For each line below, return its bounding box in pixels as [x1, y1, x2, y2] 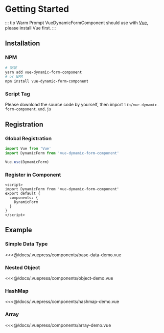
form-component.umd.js [5, 107, 51, 112]
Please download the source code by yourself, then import [5, 102, 123, 108]
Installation [5, 39, 40, 48]
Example [5, 226, 32, 234]
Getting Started [5, 3, 70, 15]
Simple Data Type [5, 241, 48, 247]
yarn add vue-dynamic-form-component [5, 70, 82, 75]
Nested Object [5, 264, 40, 271]
